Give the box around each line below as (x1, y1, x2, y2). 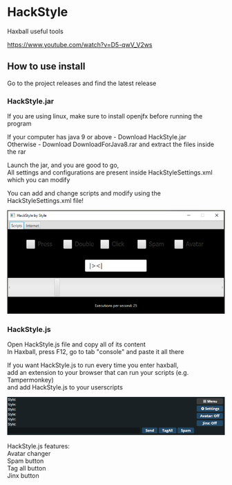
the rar (7, 148, 26, 156)
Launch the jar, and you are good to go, (7, 161, 119, 170)
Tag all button (7, 464, 46, 472)
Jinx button (7, 471, 39, 479)
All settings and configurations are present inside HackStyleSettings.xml (7, 168, 213, 177)
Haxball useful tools (7, 27, 64, 35)
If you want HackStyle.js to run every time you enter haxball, (7, 361, 179, 369)
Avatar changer (7, 449, 51, 457)
